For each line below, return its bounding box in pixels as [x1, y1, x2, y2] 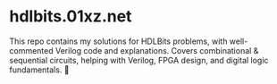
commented [9, 45, 54, 55]
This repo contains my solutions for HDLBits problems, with [9, 36, 228, 46]
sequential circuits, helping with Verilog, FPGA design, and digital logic [9, 55, 269, 65]
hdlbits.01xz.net [9, 6, 132, 27]
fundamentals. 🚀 [9, 64, 70, 75]
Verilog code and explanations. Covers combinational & [55, 45, 259, 55]
